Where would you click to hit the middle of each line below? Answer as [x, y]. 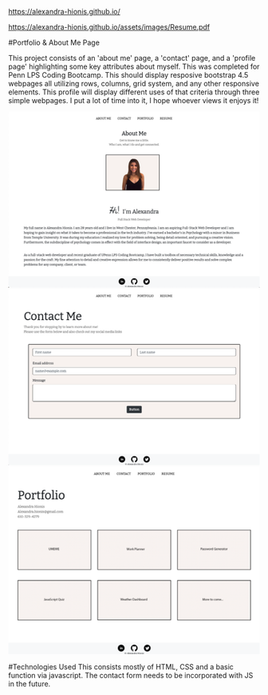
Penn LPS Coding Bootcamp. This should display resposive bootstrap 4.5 [128, 75]
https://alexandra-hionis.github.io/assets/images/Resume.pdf [109, 27]
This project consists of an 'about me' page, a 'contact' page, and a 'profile [132, 58]
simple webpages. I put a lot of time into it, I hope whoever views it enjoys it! [134, 100]
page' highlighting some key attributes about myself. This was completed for [134, 66]
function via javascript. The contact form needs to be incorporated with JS [131, 675]
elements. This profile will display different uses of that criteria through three [134, 92]
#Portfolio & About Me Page [54, 42]
